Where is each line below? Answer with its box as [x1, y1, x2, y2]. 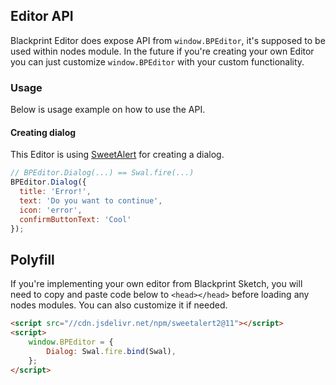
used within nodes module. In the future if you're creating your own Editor [10, 45, 315, 57]
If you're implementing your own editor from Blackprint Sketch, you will [10, 278, 303, 290]
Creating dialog [10, 126, 77, 138]
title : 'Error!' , [19, 187, 92, 197]
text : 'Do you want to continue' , [19, 195, 163, 206]
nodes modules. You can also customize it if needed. [10, 299, 228, 311]
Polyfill [10, 251, 55, 268]
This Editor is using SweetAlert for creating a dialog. [10, 149, 225, 161]
